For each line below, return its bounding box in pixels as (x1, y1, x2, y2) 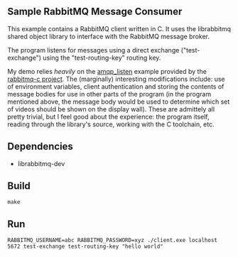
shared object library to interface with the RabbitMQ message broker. (7, 32, 210, 40)
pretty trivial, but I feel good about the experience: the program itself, (7, 112, 210, 121)
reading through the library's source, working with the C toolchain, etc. (7, 120, 215, 128)
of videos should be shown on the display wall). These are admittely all (7, 104, 215, 113)
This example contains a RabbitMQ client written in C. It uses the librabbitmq (7, 24, 232, 33)
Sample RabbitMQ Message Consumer (7, 6, 183, 18)
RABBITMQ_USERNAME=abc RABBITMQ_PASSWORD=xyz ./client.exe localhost (7, 237, 218, 244)
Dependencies (7, 141, 73, 153)
